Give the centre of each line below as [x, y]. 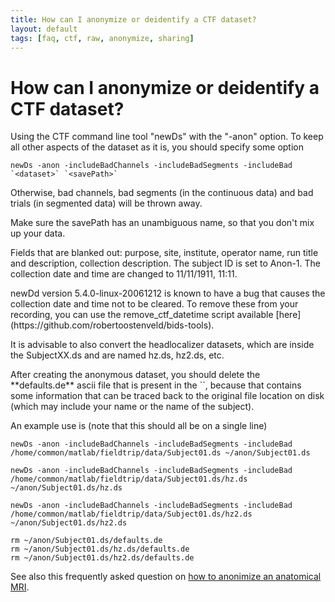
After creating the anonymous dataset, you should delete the [135, 375]
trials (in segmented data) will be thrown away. [106, 203]
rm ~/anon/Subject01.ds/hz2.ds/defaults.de [102, 558]
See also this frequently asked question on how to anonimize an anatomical [166, 577]
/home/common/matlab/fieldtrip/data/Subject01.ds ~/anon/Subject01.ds [160, 453]
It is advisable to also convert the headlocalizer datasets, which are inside [162, 345]
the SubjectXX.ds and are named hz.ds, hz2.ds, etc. [117, 355]
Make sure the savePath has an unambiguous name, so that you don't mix [162, 223]
